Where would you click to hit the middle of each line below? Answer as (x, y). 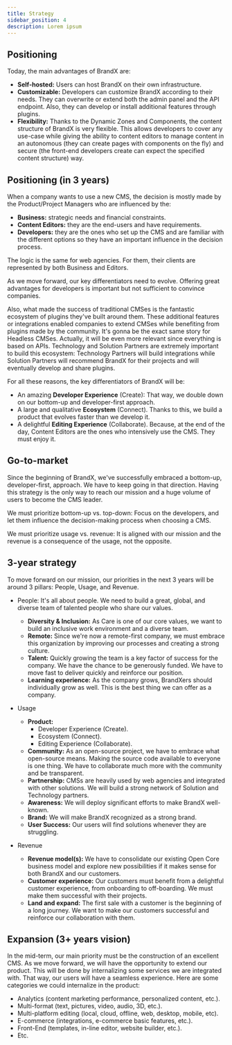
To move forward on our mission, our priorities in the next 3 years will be (110, 580)
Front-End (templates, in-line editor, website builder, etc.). (99, 1028)
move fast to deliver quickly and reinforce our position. (105, 672)
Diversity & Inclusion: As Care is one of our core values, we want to (125, 621)
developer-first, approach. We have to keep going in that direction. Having (113, 485)
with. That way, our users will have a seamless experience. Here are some (113, 978)
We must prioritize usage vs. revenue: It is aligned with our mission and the (114, 533)
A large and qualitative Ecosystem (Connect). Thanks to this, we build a (120, 410)
